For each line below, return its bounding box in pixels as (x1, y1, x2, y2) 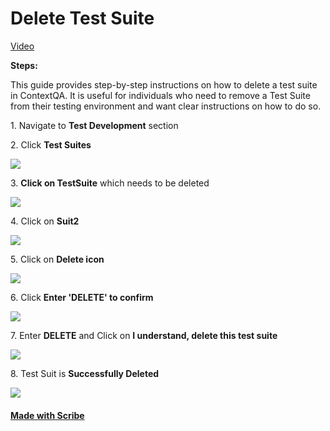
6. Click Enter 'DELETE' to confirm (10, 291, 154, 303)
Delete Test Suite (10, 7, 155, 30)
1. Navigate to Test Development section (10, 119, 179, 131)
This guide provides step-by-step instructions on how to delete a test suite (10, 78, 318, 91)
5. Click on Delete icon (10, 253, 105, 265)
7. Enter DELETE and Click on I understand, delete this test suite (10, 329, 278, 341)
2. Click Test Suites (10, 138, 92, 151)
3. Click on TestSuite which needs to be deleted (10, 177, 210, 189)
